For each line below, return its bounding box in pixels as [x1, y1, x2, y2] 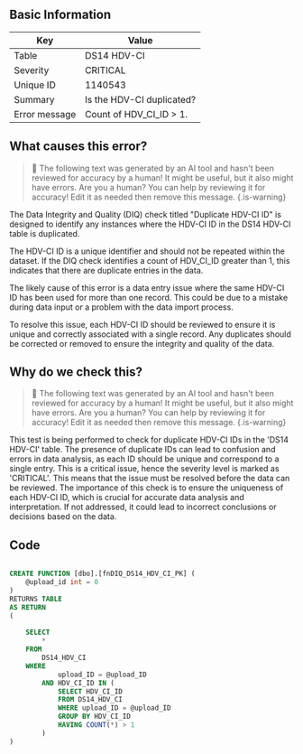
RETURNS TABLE [9, 594, 63, 603]
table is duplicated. [9, 228, 80, 238]
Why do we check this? [9, 365, 142, 380]
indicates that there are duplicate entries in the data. [9, 265, 204, 275]
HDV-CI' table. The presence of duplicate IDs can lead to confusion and [9, 444, 276, 455]
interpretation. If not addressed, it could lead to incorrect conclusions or [9, 501, 277, 513]
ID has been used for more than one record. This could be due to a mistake [9, 292, 289, 303]
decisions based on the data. [9, 511, 117, 522]
